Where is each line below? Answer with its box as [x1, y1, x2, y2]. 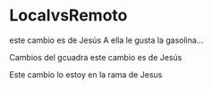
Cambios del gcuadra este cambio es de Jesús [9, 52, 182, 62]
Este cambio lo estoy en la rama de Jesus [9, 69, 163, 80]
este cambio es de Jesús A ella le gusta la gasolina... [9, 35, 204, 45]
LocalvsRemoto [9, 5, 128, 26]
